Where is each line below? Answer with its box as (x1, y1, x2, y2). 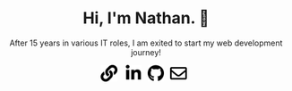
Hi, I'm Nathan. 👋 (82, 8, 210, 29)
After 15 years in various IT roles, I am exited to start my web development (9, 37, 283, 48)
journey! (131, 46, 161, 57)
